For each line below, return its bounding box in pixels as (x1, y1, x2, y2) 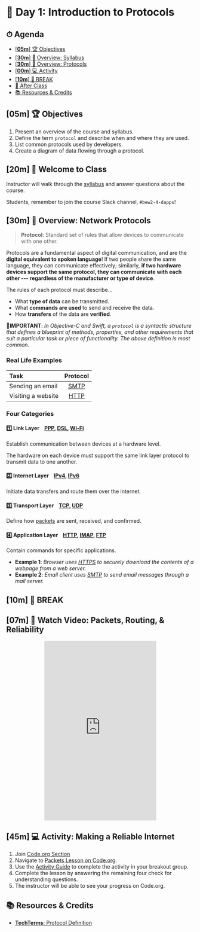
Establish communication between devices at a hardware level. (6, 440, 161, 447)
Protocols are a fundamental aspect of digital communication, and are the (6, 249, 187, 257)
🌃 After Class (14, 82, 48, 89)
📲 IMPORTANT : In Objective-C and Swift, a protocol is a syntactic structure (6, 322, 192, 330)
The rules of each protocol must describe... (6, 287, 113, 294)
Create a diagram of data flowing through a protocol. (14, 147, 144, 154)
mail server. (14, 577, 44, 585)
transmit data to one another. (6, 458, 78, 465)
